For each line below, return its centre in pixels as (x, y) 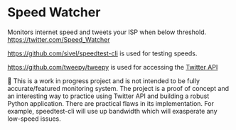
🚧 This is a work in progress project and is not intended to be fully (104, 81)
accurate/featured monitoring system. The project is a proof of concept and (118, 88)
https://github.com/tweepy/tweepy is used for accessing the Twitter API (113, 67)
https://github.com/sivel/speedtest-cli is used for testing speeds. (102, 53)
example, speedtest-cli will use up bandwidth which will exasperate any (113, 111)
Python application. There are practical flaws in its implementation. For (111, 103)
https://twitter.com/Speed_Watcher (59, 39)
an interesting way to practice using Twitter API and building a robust (108, 96)
